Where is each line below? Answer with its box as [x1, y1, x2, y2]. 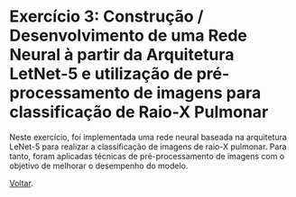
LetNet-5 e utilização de [9, 64, 193, 85]
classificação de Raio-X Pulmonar [9, 102, 269, 122]
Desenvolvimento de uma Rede [9, 25, 248, 46]
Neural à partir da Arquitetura [9, 45, 235, 65]
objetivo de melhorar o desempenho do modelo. [9, 160, 189, 171]
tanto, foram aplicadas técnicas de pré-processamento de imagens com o [9, 150, 285, 161]
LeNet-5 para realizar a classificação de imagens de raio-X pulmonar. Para [9, 141, 287, 152]
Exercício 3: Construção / [9, 6, 204, 27]
